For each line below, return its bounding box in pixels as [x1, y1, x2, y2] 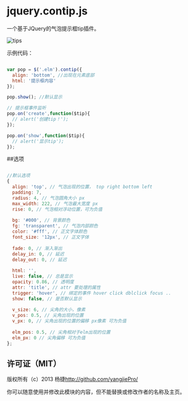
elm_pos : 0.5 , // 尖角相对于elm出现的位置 [12, 329, 111, 335]
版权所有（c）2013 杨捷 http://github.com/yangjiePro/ [7, 376, 138, 383]
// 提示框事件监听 [7, 105, 47, 111]
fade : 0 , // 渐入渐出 [12, 245, 62, 251]
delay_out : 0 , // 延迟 [12, 257, 67, 263]
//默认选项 [7, 173, 31, 179]
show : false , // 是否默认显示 [12, 296, 83, 302]
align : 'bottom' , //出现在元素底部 [12, 72, 95, 78]
